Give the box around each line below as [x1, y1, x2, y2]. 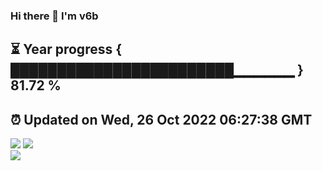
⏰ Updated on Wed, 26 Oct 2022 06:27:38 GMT [10, 111, 313, 128]
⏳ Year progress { [10, 41, 123, 58]
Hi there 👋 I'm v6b [10, 9, 99, 23]
